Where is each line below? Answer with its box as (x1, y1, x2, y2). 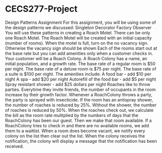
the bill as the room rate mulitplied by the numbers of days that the (5, 112, 139, 118)
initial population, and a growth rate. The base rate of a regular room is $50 (5, 61, 156, 67)
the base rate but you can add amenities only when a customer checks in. (5, 50, 153, 56)
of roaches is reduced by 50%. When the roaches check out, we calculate (5, 107, 154, 113)
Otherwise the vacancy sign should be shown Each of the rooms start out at (5, 45, 157, 51)
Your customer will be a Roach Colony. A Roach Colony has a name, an (5, 55, 147, 61)
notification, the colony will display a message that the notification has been (5, 138, 157, 144)
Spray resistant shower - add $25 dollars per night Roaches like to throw (5, 81, 151, 87)
